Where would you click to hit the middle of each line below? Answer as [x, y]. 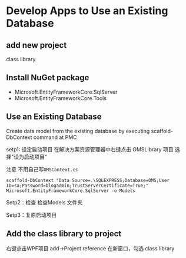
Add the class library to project [64, 234]
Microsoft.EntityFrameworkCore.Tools [61, 98]
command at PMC [55, 137]
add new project [36, 45]
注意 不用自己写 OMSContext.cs [42, 169]
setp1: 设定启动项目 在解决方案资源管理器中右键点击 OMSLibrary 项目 [90, 149]
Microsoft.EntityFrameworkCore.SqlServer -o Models [71, 191]
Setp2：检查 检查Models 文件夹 [44, 202]
